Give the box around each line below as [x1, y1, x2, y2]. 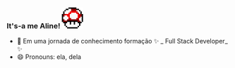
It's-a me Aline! [6, 21, 61, 31]
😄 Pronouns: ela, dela [16, 53, 82, 61]
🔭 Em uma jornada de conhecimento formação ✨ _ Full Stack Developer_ [16, 37, 229, 46]
